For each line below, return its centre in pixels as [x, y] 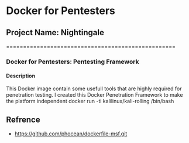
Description [21, 76]
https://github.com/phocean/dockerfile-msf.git [71, 134]
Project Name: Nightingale [55, 33]
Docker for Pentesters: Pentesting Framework [73, 62]
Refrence [23, 119]
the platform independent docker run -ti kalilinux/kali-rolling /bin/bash [90, 101]
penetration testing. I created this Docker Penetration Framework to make [94, 95]
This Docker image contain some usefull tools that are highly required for [94, 88]
